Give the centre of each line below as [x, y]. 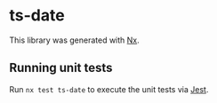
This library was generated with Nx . [74, 40]
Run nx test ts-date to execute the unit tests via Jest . [109, 89]
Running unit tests [61, 68]
